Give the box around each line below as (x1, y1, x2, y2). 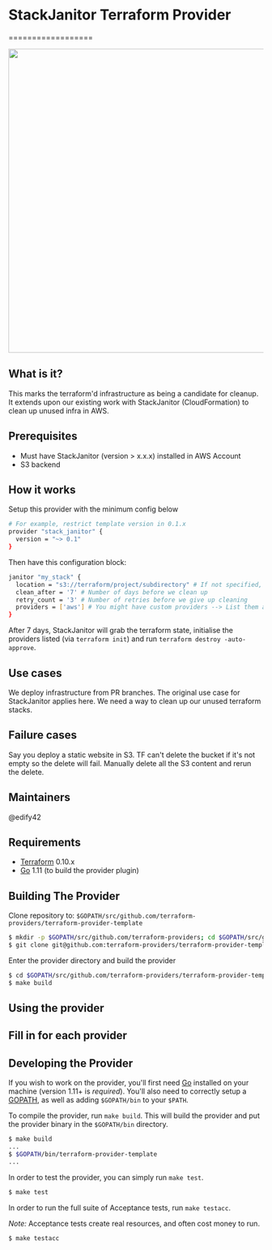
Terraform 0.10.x (19, 857, 75, 867)
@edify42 (8, 812, 42, 822)
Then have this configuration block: (8, 557, 127, 567)
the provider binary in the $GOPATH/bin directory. (8, 1119, 168, 1129)
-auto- (223, 636, 247, 644)
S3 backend (19, 460, 61, 469)
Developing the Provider (8, 1056, 134, 1070)
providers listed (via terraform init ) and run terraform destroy (8, 634, 221, 644)
